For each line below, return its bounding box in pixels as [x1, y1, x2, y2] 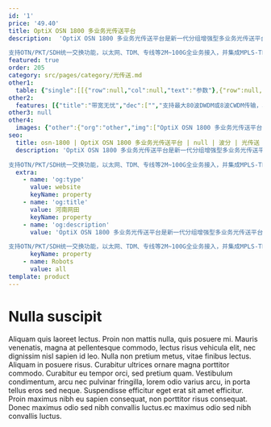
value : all [29, 265, 67, 273]
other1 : [8, 78, 35, 87]
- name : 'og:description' [23, 221, 110, 229]
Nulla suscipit [8, 307, 102, 325]
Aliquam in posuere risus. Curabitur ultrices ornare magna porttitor [8, 359, 230, 369]
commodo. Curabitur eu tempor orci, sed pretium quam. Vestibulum [8, 368, 233, 378]
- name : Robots [23, 258, 74, 266]
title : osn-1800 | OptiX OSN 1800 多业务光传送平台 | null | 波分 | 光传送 [15, 139, 261, 147]
